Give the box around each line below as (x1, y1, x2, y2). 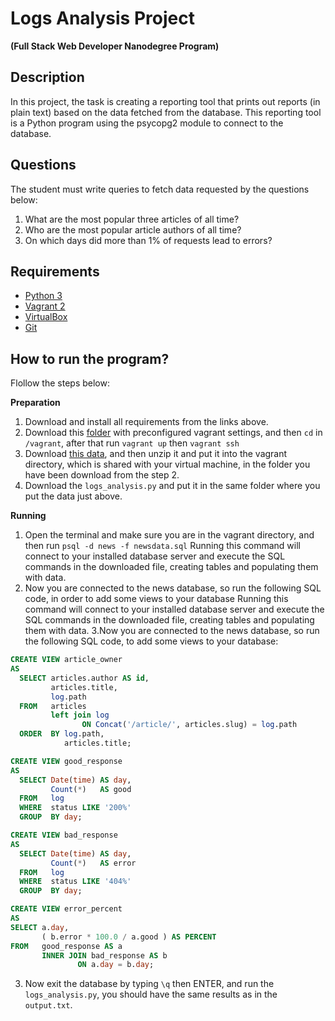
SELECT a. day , (10, 922, 70, 932)
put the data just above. (24, 490, 123, 502)
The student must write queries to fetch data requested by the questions (10, 183, 310, 195)
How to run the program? (10, 350, 170, 367)
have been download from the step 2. (24, 469, 180, 481)
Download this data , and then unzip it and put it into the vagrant (24, 448, 288, 460)
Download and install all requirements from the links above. (24, 416, 269, 428)
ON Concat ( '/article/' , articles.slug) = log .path (81, 720, 298, 730)
